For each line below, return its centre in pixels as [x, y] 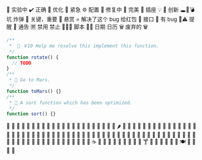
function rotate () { [33, 57]
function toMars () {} [34, 91]
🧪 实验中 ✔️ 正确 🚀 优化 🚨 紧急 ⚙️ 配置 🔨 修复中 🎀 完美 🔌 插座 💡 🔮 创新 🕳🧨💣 [100, 9]
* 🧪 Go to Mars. [30, 80]
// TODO [22, 63]
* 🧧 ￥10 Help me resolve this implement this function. [84, 46]
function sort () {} [31, 114]
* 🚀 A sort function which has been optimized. [71, 103]
